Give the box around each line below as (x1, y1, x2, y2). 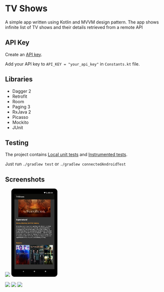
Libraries (5, 75, 33, 84)
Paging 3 (12, 104, 31, 110)
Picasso (12, 114, 28, 120)
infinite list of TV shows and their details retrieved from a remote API (5, 24, 143, 30)
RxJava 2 (12, 109, 31, 115)
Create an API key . (5, 51, 43, 57)
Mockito (12, 119, 29, 125)
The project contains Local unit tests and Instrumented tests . (5, 152, 128, 157)
